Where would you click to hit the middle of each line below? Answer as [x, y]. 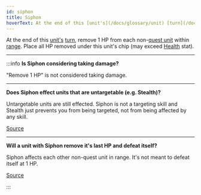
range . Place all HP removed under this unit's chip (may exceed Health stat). [100, 46]
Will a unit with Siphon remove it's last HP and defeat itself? [82, 146]
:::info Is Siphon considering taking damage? [63, 64]
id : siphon [20, 12]
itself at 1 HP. [22, 164]
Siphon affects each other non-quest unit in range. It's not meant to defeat [98, 157]
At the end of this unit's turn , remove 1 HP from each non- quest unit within [98, 40]
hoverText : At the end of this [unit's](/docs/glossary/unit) [85, 23]
